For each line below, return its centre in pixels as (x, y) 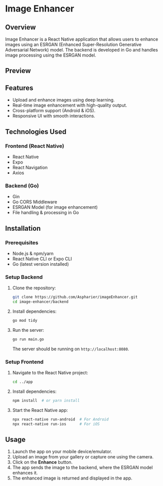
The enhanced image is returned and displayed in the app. (72, 478)
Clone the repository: (34, 288)
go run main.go (28, 339)
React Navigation (30, 167)
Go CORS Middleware (35, 202)
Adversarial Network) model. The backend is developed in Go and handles (81, 50)
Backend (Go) (22, 186)
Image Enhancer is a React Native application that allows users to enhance (82, 39)
